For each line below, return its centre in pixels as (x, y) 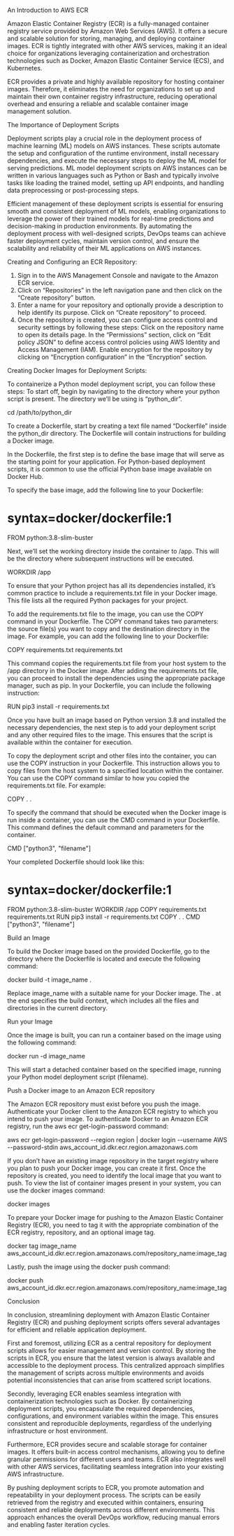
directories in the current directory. (58, 1007)
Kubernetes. (25, 68)
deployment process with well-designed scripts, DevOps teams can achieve (117, 234)
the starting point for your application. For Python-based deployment (107, 461)
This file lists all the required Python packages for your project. (98, 600)
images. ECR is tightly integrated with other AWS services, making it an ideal (117, 46)
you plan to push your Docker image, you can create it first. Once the (107, 1168)
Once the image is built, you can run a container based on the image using (114, 1035)
